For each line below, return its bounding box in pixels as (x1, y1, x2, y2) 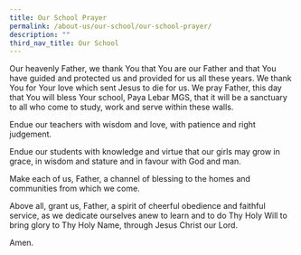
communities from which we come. (9, 183, 140, 194)
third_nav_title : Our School (9, 38, 119, 48)
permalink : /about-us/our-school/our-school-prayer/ (9, 22, 212, 31)
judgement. (9, 128, 52, 140)
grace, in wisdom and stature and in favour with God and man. (9, 156, 241, 167)
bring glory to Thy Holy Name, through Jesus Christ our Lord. (9, 220, 238, 231)
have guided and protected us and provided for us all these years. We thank (9, 73, 292, 84)
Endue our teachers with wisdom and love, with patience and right (9, 119, 256, 130)
